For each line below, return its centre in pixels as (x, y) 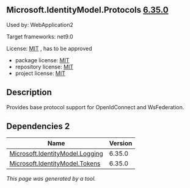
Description (29, 92)
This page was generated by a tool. (51, 179)
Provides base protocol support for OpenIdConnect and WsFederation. (95, 107)
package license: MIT (42, 60)
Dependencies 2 (38, 127)
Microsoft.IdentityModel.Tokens (55, 164)
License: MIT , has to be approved (49, 48)
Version (121, 143)
